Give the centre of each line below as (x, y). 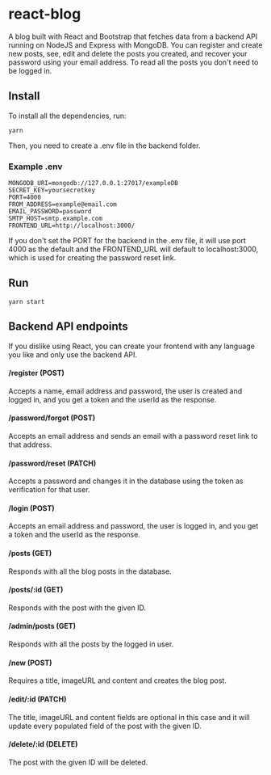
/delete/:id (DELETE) (43, 744)
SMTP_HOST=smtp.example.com (56, 219)
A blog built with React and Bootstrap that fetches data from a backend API (133, 36)
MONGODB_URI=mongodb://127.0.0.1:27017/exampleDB (94, 183)
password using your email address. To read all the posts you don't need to (133, 62)
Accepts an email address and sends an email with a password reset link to (133, 436)
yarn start (27, 301)
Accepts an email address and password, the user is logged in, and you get (133, 526)
